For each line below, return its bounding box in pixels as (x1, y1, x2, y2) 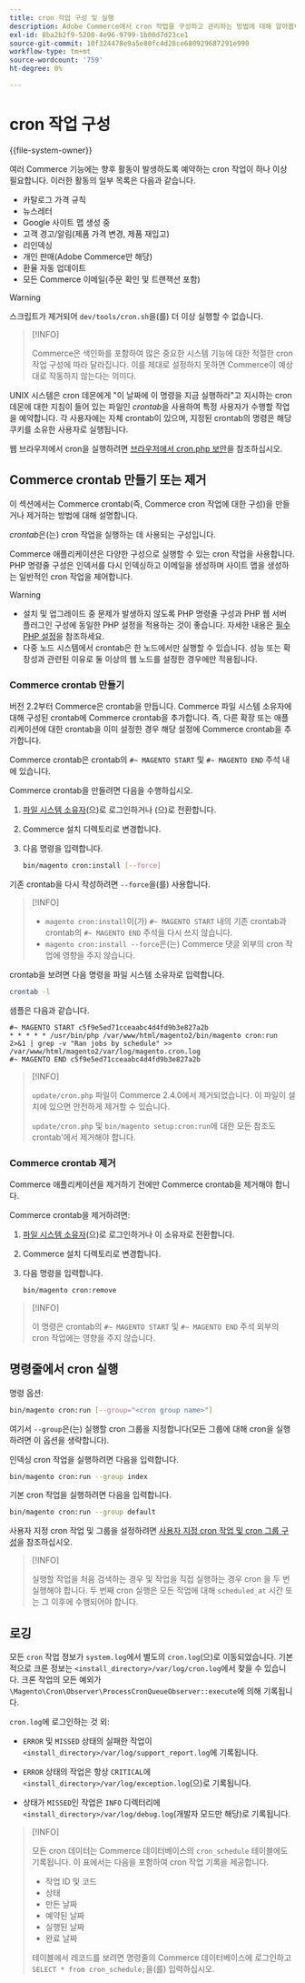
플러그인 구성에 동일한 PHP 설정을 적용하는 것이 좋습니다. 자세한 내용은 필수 (22, 619, 290, 630)
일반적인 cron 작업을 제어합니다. (18, 570, 133, 582)
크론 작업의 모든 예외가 (21, 1675, 102, 1686)
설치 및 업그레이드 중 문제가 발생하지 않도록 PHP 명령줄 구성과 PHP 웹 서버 (22, 608, 288, 619)
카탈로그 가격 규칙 (22, 194, 86, 205)
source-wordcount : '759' (9, 55, 103, 65)
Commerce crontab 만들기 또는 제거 (9, 472, 207, 488)
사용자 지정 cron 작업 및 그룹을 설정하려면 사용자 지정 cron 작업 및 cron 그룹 (9, 1525, 280, 1536)
